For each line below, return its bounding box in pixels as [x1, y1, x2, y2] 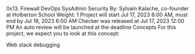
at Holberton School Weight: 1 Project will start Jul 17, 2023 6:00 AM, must [6, 11, 188, 18]
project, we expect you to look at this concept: [6, 30, 120, 37]
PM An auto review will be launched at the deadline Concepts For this [6, 23, 177, 31]
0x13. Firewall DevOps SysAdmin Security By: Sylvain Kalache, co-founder [6, 5, 189, 12]
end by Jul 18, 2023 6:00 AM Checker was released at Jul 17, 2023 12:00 [6, 18, 184, 24]
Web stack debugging [6, 41, 61, 48]
